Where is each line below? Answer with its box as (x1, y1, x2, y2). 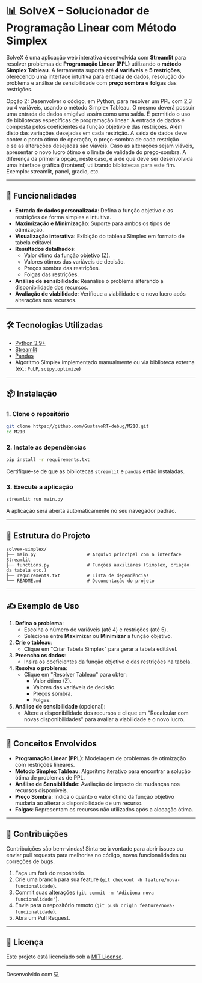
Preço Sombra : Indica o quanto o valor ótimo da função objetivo (14, 793, 174, 800)
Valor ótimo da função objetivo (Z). (23, 252, 111, 259)
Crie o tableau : (14, 639, 53, 646)
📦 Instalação (6, 388, 57, 398)
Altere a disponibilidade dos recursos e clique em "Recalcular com (23, 709, 189, 716)
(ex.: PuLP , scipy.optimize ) (14, 365, 81, 372)
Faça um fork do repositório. (14, 869, 86, 876)
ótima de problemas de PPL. (14, 774, 85, 781)
